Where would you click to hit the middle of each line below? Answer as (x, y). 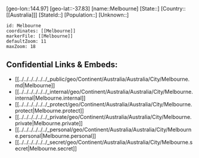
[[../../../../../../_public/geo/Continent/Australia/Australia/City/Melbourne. (102, 79)
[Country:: (173, 9)
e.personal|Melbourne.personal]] (55, 135)
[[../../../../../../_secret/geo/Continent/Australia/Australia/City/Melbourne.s (104, 142)
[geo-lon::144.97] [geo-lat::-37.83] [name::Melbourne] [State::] (83, 9)
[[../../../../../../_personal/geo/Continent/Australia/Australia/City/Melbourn (103, 129)
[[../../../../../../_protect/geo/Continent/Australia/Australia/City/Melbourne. (103, 104)
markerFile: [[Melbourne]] (40, 36)
